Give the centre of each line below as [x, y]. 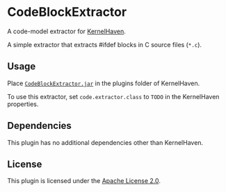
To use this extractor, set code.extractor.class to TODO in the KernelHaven [113, 96]
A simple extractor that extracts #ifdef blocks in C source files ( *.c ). [105, 44]
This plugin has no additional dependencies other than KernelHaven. [105, 142]
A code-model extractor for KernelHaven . [67, 31]
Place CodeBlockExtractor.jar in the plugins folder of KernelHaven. [104, 83]
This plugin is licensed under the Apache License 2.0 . [84, 181]
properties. [23, 104]
